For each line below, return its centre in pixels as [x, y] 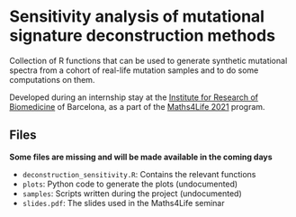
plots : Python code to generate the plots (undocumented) [130, 184]
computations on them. [52, 79]
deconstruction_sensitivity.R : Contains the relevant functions [139, 174]
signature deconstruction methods [143, 36]
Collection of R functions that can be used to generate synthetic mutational [148, 60]
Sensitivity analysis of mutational [137, 17]
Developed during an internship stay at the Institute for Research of [134, 97]
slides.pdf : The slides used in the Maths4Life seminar [123, 203]
